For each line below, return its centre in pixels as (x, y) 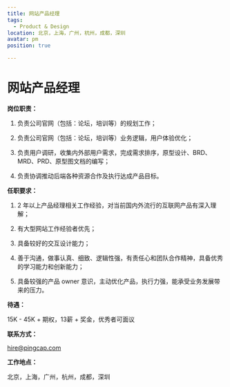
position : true (29, 46)
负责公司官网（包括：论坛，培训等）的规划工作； (87, 123)
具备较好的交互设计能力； (54, 243)
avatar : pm (23, 39)
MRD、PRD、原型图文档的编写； (64, 161)
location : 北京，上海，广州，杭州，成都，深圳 (66, 33)
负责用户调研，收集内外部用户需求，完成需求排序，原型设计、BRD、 (114, 152)
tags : (15, 20)
